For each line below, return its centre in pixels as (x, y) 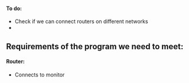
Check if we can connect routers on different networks (82, 21)
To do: (14, 8)
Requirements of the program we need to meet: (95, 47)
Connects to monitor (40, 75)
